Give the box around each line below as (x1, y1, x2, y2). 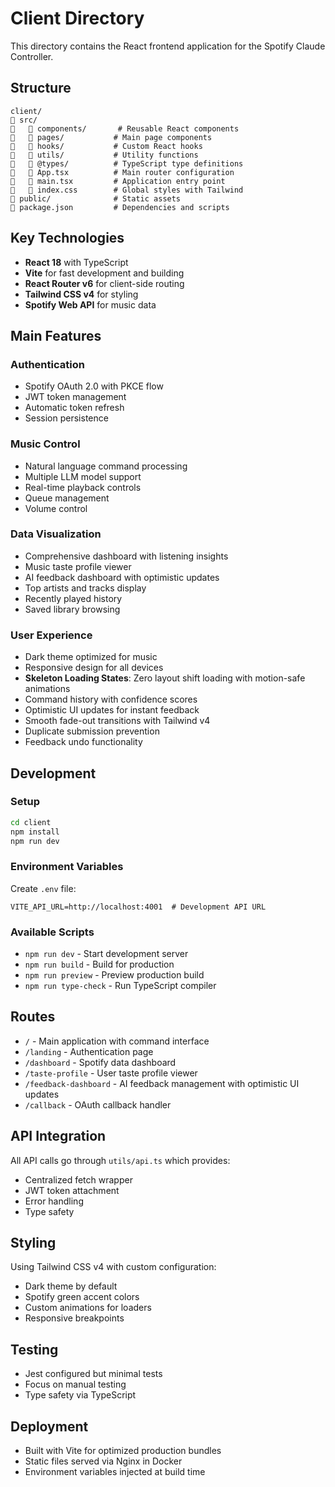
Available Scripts (10, 925, 95, 939)
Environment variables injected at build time (24, 1466, 206, 1478)
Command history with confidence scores (24, 693, 198, 706)
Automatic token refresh (24, 402, 125, 414)
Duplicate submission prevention (24, 725, 160, 737)
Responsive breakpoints (24, 1312, 125, 1324)
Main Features (10, 327, 102, 344)
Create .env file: (10, 882, 77, 894)
